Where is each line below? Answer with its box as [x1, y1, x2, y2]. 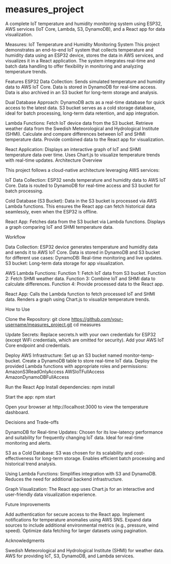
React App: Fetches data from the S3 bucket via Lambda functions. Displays [5, 219, 165, 225]
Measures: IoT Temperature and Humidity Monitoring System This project [5, 41, 160, 47]
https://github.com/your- [71, 316, 124, 322]
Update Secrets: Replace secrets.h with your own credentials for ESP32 [5, 331, 156, 337]
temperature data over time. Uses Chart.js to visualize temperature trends [5, 151, 160, 158]
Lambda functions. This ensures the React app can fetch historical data [5, 203, 156, 209]
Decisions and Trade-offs [5, 419, 59, 425]
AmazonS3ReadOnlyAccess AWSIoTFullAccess [5, 368, 105, 375]
